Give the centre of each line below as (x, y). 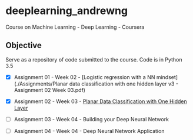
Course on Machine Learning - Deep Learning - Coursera (75, 27)
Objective (24, 45)
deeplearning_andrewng (66, 11)
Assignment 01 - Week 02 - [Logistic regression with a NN (84, 77)
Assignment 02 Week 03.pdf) (50, 90)
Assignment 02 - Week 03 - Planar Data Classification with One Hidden (101, 101)
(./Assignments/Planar (41, 84)
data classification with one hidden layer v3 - (124, 84)
